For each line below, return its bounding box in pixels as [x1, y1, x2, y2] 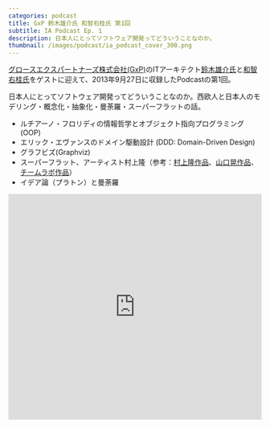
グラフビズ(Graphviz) [19, 148, 91, 157]
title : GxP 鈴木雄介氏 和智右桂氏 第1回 [8, 19, 131, 27]
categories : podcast [8, 11, 78, 20]
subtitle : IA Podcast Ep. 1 [8, 26, 103, 35]
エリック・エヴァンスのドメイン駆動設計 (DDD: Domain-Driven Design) [19, 137, 256, 147]
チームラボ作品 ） [19, 168, 76, 177]
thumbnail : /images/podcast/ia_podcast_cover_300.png [8, 42, 193, 50]
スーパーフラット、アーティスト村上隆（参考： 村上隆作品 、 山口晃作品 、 [19, 157, 259, 167]
